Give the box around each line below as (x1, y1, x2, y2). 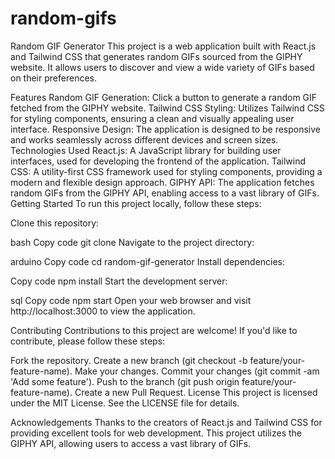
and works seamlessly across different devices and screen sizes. (10, 133, 279, 146)
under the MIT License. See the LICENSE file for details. (10, 397, 240, 409)
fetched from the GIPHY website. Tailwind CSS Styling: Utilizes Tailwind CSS (10, 102, 325, 114)
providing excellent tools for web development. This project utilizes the (10, 427, 303, 439)
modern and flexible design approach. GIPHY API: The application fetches (10, 176, 315, 188)
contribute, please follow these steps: (10, 335, 166, 347)
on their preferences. (10, 72, 97, 84)
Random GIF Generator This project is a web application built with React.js (10, 40, 317, 52)
